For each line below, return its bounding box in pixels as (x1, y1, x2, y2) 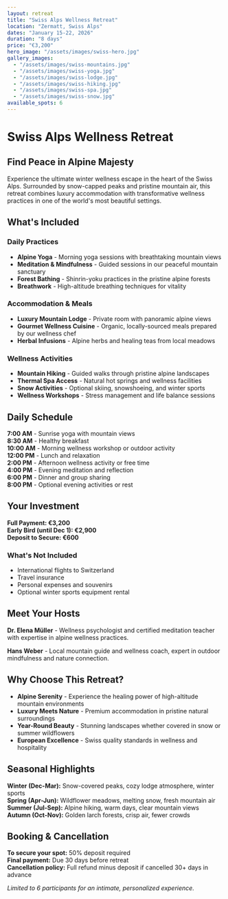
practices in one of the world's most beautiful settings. (7, 197, 162, 205)
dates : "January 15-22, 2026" (7, 29, 94, 36)
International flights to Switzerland (16, 566, 115, 575)
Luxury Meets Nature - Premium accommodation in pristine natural (16, 707, 209, 715)
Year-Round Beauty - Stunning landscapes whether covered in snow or (16, 721, 221, 729)
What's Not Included (7, 551, 78, 560)
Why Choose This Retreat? (7, 674, 124, 686)
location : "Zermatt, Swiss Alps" (7, 23, 103, 30)
